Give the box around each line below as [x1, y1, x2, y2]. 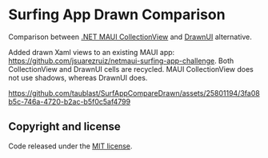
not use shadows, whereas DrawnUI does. [8, 73, 148, 82]
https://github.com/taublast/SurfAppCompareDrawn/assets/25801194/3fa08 [8, 88, 260, 97]
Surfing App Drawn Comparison [8, 6, 226, 24]
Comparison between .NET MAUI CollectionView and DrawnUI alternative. [8, 32, 252, 41]
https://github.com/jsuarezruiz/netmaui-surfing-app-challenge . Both [8, 56, 234, 65]
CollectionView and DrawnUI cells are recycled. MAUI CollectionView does [8, 64, 254, 73]
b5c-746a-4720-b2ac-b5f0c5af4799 [8, 97, 130, 106]
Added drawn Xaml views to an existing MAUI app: [8, 47, 175, 57]
